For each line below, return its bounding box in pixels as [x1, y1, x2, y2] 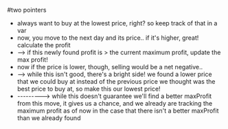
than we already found [16, 114, 81, 122]
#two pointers [7, 6, 47, 14]
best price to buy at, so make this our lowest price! [16, 85, 161, 93]
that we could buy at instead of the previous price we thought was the [16, 78, 216, 85]
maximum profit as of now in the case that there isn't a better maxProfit [16, 106, 219, 115]
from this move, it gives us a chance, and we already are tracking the [16, 99, 213, 107]
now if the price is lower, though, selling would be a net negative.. [16, 63, 203, 71]
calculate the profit [16, 41, 71, 49]
